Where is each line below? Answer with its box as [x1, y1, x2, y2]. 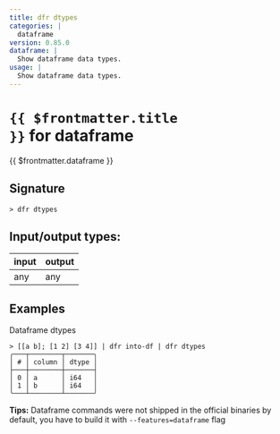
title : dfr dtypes [9, 13, 78, 22]
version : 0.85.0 [9, 38, 70, 47]
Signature [9, 181, 65, 197]
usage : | [9, 64, 42, 72]
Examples [9, 301, 65, 316]
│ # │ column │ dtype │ [9, 358, 98, 367]
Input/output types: [9, 229, 122, 244]
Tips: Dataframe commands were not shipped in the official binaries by [9, 404, 272, 416]
